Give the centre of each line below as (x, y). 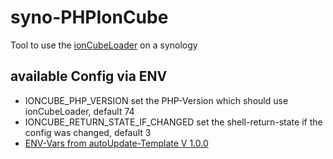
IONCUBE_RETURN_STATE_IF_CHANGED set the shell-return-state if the (173, 122)
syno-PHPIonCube (89, 17)
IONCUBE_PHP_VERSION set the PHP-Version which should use (156, 100)
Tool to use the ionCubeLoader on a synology (104, 45)
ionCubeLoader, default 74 (79, 111)
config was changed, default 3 (88, 132)
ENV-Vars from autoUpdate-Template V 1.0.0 (116, 143)
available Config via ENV (89, 76)
